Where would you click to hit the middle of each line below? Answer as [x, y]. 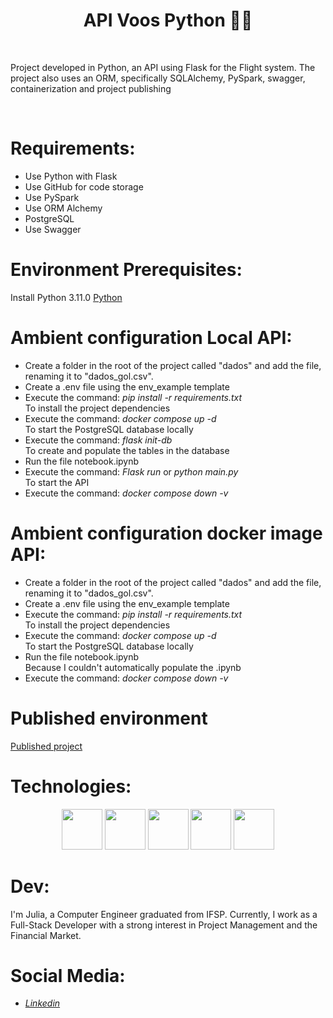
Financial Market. [46, 935]
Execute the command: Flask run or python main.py [131, 471]
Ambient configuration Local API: [151, 338]
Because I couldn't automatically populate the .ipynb [133, 667]
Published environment [109, 718]
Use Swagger [53, 229]
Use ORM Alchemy [63, 208]
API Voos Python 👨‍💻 [168, 20]
